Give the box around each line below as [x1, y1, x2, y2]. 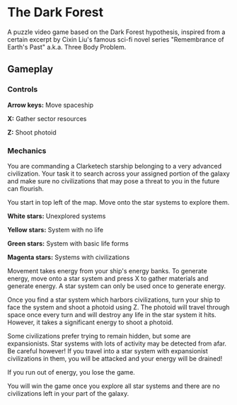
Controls [7, 84, 38, 94]
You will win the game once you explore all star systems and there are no [7, 382, 221, 390]
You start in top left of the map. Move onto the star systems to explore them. [7, 198, 230, 206]
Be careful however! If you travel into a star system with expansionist [7, 346, 209, 355]
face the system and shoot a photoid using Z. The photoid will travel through [7, 302, 230, 312]
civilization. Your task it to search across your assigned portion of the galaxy [7, 169, 230, 178]
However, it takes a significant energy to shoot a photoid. [7, 318, 173, 326]
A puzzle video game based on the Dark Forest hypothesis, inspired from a [7, 28, 226, 36]
